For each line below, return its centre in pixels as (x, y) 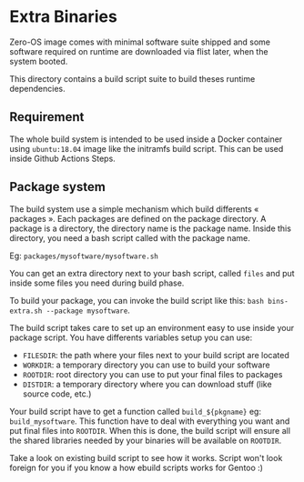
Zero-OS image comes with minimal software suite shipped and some (140, 42)
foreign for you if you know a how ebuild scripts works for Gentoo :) (137, 467)
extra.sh (26, 311)
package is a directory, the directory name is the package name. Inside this (150, 228)
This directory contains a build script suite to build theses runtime (132, 78)
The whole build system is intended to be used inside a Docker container (146, 139)
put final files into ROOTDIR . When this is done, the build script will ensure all (150, 430)
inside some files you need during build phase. (97, 283)
